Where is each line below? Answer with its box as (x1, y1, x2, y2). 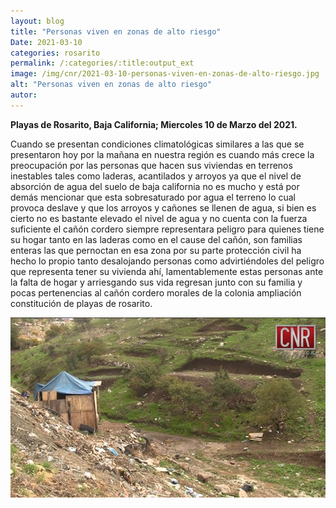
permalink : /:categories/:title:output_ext (10, 58, 195, 69)
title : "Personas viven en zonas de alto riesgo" (10, 26, 222, 37)
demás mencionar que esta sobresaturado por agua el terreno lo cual (10, 191, 296, 203)
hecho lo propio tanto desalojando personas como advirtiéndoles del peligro (10, 255, 325, 267)
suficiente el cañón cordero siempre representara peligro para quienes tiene (10, 223, 325, 235)
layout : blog (10, 16, 65, 26)
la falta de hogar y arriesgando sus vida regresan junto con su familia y (10, 276, 303, 288)
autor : (10, 90, 38, 100)
